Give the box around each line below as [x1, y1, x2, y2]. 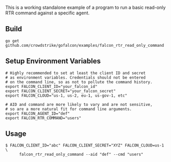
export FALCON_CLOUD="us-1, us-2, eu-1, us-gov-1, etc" [5, 93, 127, 98]
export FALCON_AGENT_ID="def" [5, 111, 70, 116]
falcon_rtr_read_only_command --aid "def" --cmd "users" [18, 152, 144, 157]
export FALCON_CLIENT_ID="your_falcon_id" [5, 84, 98, 89]
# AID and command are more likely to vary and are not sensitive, [5, 102, 153, 107]
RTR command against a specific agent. [5, 10, 90, 16]
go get [5, 38, 20, 43]
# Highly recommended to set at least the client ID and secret [5, 70, 146, 76]
